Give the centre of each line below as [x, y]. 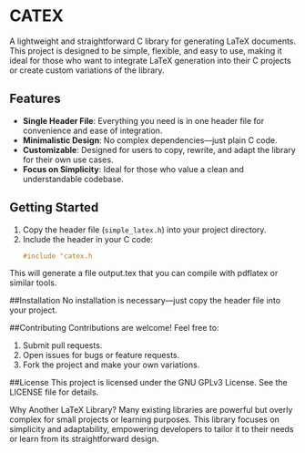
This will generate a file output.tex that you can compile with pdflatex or [144, 273]
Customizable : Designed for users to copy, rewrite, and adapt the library [159, 149]
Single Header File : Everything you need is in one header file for [143, 120]
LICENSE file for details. [54, 392]
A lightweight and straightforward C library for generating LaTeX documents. [153, 41]
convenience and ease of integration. [92, 130]
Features [35, 99]
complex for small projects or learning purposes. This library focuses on [145, 419]
